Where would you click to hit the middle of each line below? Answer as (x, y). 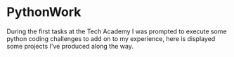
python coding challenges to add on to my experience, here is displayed (111, 38)
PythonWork (44, 12)
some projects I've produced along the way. (70, 46)
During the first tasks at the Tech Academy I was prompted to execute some (117, 31)
